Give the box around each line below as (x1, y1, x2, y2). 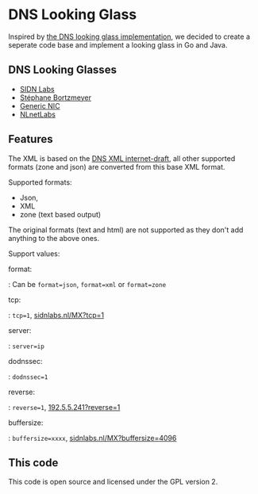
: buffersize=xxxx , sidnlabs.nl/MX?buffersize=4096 (8, 433, 177, 442)
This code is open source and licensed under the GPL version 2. (8, 477, 218, 487)
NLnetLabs (19, 109, 56, 119)
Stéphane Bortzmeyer (19, 93, 92, 102)
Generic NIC (19, 101, 61, 110)
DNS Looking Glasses (8, 63, 117, 77)
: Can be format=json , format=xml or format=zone (8, 279, 167, 289)
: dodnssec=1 (8, 371, 48, 381)
